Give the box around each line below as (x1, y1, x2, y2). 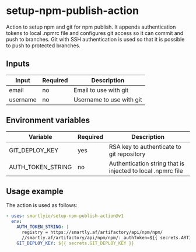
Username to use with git (73, 95, 142, 103)
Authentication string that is (108, 159, 185, 167)
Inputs (6, 59, 30, 69)
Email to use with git (73, 86, 129, 94)
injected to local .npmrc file (108, 166, 183, 174)
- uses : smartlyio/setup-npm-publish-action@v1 (6, 213, 124, 219)
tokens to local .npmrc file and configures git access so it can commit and (6, 29, 184, 36)
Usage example (6, 186, 64, 196)
